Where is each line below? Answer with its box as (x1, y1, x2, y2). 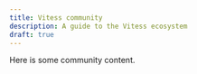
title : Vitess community (9, 13, 103, 23)
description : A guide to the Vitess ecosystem (9, 22, 188, 31)
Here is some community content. (9, 55, 136, 66)
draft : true (9, 30, 54, 39)
